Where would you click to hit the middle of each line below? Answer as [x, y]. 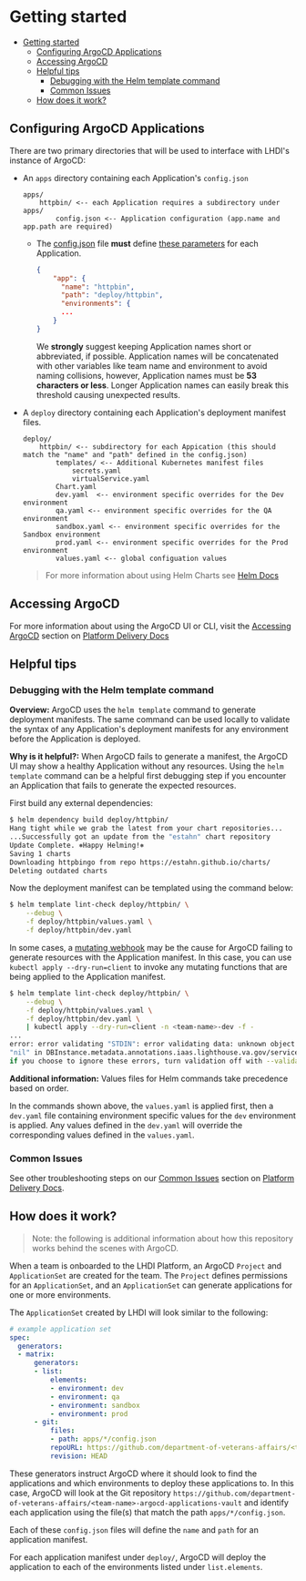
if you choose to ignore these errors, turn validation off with [136, 1061]
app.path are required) [68, 226]
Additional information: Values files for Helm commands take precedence [149, 1078]
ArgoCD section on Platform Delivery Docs [89, 636]
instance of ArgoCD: [48, 160]
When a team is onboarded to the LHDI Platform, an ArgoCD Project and [146, 1265]
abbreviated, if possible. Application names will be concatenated [158, 356]
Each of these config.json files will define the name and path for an [134, 1530]
